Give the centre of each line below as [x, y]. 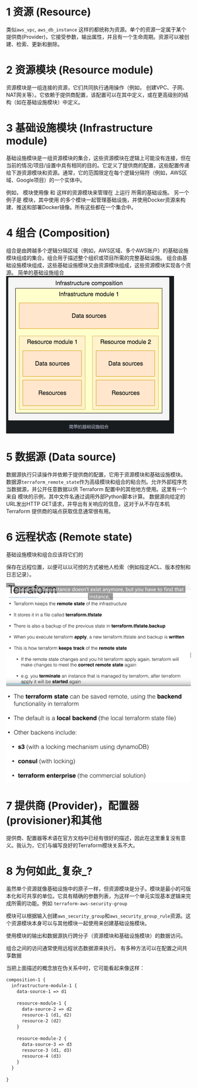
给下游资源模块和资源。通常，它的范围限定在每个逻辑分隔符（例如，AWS [94, 172]
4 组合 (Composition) [58, 233]
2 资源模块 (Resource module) [80, 70]
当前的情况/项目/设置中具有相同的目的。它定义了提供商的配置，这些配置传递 [98, 165]
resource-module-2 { [42, 1039]
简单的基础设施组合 [41, 272]
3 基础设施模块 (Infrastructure [79, 128]
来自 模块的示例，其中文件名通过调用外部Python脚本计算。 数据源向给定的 [96, 496]
